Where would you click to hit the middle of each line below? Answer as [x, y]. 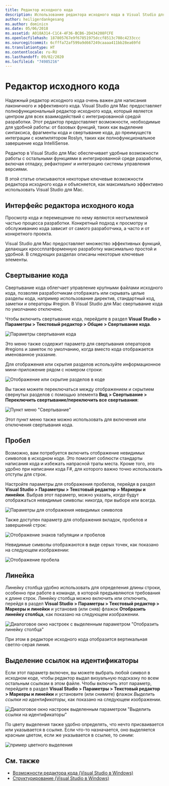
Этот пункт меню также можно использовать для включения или [76, 419]
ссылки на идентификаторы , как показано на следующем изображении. [83, 700]
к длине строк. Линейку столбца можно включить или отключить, [76, 598]
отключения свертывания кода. [39, 425]
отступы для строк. [26, 474]
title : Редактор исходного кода [39, 10]
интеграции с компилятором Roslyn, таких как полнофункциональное [80, 138]
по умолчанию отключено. [34, 309]
